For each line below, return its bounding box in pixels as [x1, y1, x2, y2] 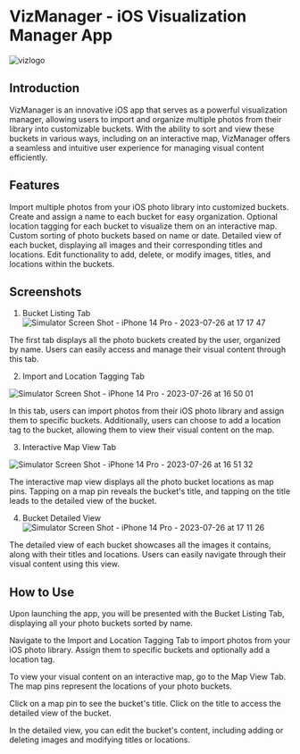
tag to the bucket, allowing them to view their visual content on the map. [9, 424, 275, 435]
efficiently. [9, 152, 48, 163]
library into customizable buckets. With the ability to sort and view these [9, 123, 275, 134]
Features [9, 178, 60, 193]
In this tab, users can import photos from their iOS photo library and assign [9, 406, 285, 416]
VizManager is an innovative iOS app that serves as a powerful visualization [9, 105, 288, 115]
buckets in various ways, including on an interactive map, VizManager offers [9, 132, 291, 144]
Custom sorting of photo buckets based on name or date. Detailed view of [9, 230, 282, 240]
